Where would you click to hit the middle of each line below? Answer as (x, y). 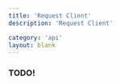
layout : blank (32, 45)
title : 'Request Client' (50, 16)
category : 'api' (35, 38)
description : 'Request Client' (61, 23)
